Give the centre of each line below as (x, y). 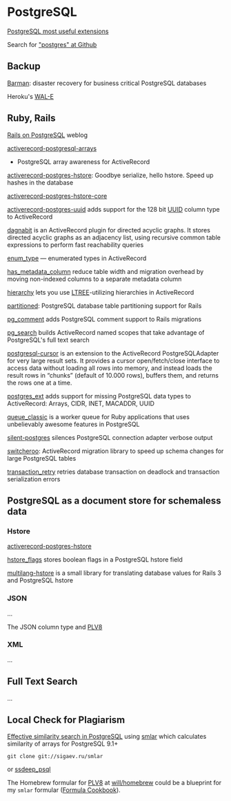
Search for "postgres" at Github (52, 44)
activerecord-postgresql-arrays (52, 148)
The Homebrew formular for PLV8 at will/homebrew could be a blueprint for (114, 783)
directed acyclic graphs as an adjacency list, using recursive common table (114, 237)
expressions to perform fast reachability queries (76, 245)
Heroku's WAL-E (30, 96)
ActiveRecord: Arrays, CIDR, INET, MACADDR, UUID (81, 403)
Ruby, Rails (31, 118)
